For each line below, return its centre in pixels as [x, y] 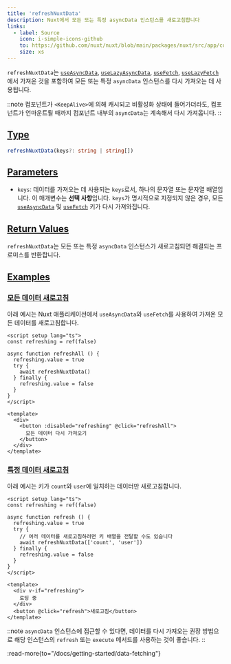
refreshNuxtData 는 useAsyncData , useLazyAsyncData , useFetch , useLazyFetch [113, 72]
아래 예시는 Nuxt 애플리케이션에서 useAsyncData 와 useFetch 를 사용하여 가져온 [112, 314]
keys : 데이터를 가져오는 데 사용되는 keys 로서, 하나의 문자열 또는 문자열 [111, 189]
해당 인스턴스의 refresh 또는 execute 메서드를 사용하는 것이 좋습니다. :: [110, 640]
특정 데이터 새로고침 [38, 470]
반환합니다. [45, 255]
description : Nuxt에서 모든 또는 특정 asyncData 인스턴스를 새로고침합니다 [103, 20]
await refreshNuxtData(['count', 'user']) [81, 543]
